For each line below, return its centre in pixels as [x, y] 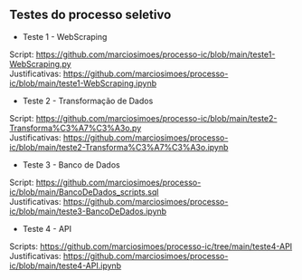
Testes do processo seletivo [90, 15]
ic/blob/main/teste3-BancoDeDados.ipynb [88, 211]
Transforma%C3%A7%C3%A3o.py [75, 128]
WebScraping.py [40, 63]
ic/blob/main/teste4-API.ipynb [66, 266]
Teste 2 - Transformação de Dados [88, 101]
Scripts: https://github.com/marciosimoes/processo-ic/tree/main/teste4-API [151, 246]
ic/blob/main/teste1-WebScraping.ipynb [83, 83]
